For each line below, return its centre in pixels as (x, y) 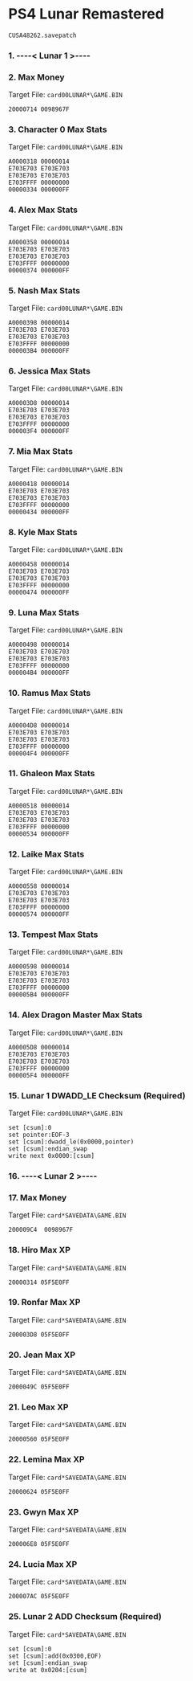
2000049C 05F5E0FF (39, 1387)
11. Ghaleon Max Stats (52, 774)
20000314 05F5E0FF (39, 1282)
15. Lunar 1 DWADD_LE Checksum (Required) (97, 1095)
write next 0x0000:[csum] (51, 1156)
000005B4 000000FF (39, 995)
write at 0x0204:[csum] (48, 1670)
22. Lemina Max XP (47, 1459)
